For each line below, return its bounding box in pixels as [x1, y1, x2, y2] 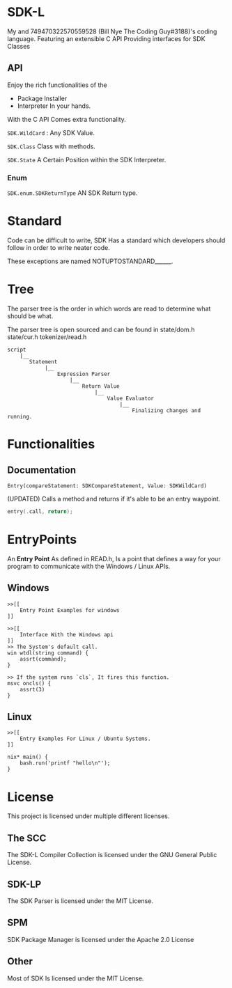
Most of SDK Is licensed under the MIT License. [7, 974, 144, 982]
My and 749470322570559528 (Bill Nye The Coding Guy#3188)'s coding [7, 27, 217, 36]
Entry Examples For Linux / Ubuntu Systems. [20, 735, 151, 742]
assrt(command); [20, 655, 68, 662]
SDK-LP [7, 878, 42, 890]
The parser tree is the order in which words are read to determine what [7, 304, 211, 313]
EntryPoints [7, 531, 77, 547]
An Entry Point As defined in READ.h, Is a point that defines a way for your [7, 554, 221, 563]
